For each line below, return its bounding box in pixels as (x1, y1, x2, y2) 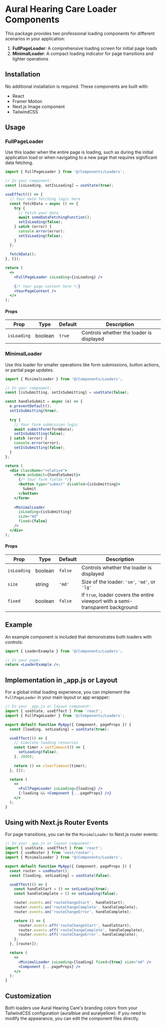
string (35, 581, 49, 588)
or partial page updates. (5, 367, 54, 373)
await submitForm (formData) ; (14, 426, 74, 432)
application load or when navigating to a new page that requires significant (5, 155, 157, 161)
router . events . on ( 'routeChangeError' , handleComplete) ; (14, 909, 132, 914)
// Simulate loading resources (14, 740, 79, 745)
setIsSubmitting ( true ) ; (9, 408, 58, 414)
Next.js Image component (12, 103, 65, 110)
